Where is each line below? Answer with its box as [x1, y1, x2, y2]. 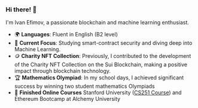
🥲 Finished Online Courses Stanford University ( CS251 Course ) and [14, 89, 182, 96]
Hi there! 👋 [5, 5, 37, 14]
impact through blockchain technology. [14, 67, 111, 75]
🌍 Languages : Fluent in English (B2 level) [14, 31, 118, 38]
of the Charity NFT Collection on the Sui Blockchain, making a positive [14, 61, 188, 68]
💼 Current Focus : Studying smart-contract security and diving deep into [14, 39, 193, 47]
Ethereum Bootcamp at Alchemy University [14, 95, 121, 103]
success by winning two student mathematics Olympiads [14, 83, 155, 90]
